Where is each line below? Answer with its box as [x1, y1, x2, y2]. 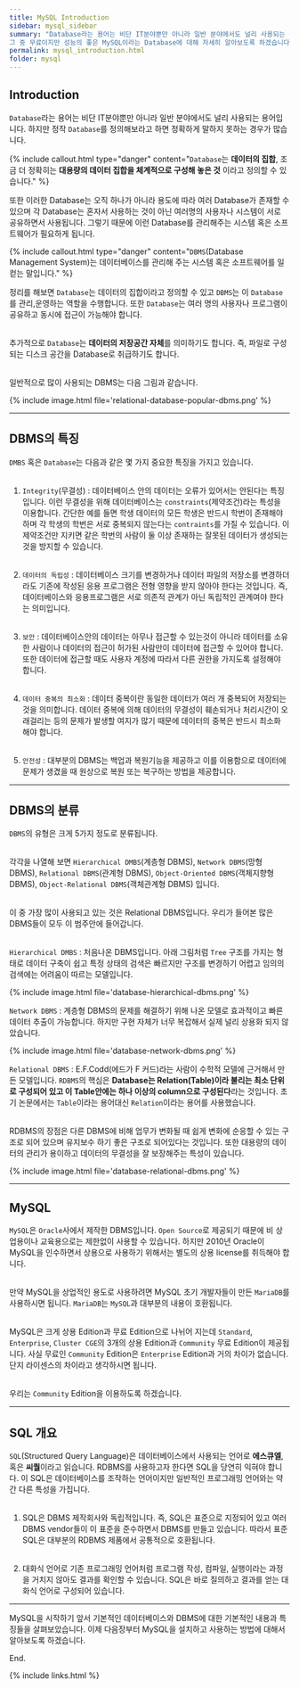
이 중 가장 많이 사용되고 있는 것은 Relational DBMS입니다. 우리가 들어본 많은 [9, 907, 274, 918]
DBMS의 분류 [9, 803, 80, 819]
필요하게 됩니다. [39, 228, 95, 239]
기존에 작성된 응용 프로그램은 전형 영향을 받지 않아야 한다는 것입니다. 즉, [38, 581, 288, 591]
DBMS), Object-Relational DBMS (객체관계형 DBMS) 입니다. [9, 879, 220, 890]
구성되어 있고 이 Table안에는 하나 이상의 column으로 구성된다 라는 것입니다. [18, 1086, 279, 1097]
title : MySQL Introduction [9, 12, 109, 22]
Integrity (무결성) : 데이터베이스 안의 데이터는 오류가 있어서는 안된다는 [21, 485, 269, 496]
